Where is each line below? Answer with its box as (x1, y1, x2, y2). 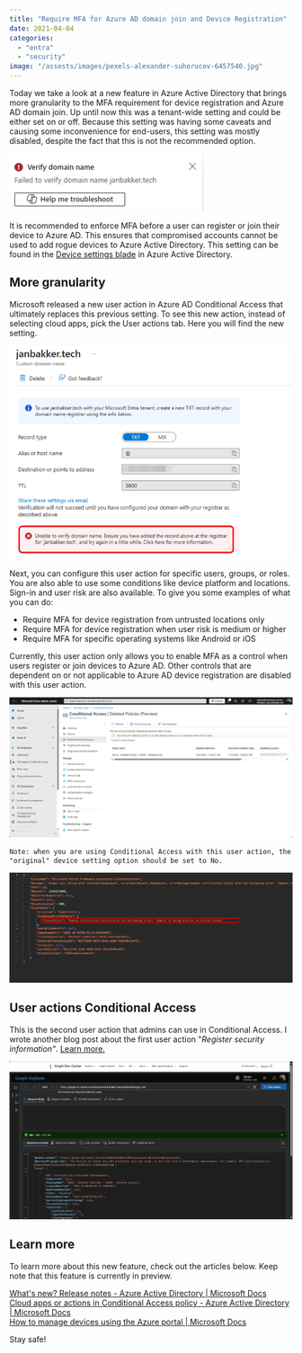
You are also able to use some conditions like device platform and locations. (9, 578, 290, 589)
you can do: (9, 597, 54, 608)
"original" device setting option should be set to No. (9, 856, 223, 865)
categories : (9, 33, 54, 42)
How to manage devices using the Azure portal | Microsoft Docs (9, 1316, 247, 1327)
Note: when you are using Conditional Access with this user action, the (9, 847, 292, 856)
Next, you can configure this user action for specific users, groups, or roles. (9, 568, 290, 579)
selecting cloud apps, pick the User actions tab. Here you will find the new (9, 317, 285, 328)
